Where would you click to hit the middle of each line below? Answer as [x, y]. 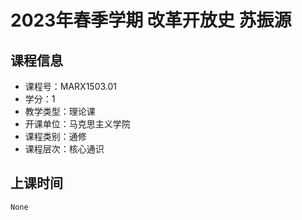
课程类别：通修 [55, 136]
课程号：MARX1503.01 [71, 86]
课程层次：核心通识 [64, 149]
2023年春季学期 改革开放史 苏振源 [151, 20]
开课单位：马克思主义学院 [77, 124]
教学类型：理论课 [60, 111]
